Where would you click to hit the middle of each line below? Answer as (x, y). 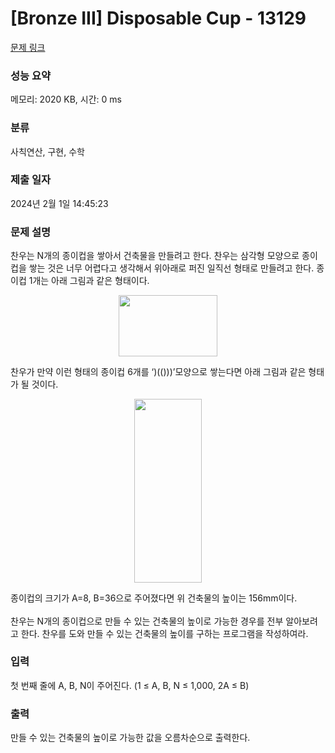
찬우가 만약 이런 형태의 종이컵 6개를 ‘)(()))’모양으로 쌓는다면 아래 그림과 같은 (158, 372)
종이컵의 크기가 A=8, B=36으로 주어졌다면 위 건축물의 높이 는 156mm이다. (154, 598)
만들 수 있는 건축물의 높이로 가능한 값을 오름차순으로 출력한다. (130, 738)
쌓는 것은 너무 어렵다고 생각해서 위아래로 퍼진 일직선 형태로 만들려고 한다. (171, 268)
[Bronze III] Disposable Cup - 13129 (158, 18)
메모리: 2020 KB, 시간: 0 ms (66, 99)
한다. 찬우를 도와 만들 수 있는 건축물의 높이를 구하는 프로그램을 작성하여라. (164, 633)
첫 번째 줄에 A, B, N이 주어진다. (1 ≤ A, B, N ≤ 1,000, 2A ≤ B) (130, 685)
